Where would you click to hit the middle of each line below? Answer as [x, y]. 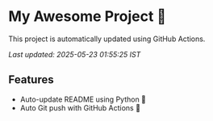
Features [31, 80]
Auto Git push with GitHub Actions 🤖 [80, 107]
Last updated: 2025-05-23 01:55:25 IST [75, 54]
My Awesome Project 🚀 [88, 17]
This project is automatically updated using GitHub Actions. [107, 39]
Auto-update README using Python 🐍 [83, 99]
